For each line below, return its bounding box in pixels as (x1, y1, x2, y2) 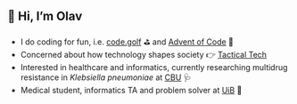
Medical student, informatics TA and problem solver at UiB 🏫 (20, 84, 243, 95)
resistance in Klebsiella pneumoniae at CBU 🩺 (20, 72, 192, 83)
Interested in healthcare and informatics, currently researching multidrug (20, 61, 288, 72)
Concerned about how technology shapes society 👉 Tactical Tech (20, 49, 268, 60)
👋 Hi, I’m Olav (7, 9, 83, 24)
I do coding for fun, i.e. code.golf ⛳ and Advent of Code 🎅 (20, 36, 235, 47)
